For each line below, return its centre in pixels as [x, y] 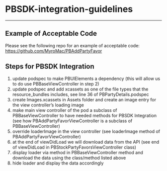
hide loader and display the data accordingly [58, 163]
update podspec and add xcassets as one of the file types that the [80, 89]
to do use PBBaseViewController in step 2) [56, 84]
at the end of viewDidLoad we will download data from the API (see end [86, 142]
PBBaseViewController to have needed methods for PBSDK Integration [84, 115]
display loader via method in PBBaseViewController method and [78, 152]
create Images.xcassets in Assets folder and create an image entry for [84, 99]
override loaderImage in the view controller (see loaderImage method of [86, 131]
